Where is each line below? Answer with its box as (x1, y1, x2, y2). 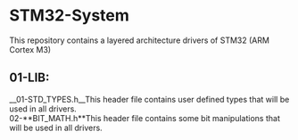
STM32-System (9, 5, 129, 26)
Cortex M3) (9, 44, 52, 54)
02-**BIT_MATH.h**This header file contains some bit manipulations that (9, 112, 281, 123)
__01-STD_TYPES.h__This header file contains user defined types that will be (9, 94, 290, 104)
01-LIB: (9, 70, 50, 86)
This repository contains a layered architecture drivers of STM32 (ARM (9, 35, 270, 45)
